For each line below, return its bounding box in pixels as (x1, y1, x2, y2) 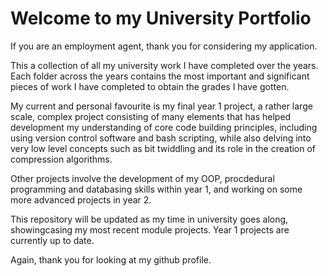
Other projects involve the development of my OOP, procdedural (10, 172, 275, 184)
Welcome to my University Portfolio (10, 7, 312, 30)
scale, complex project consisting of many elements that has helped (10, 110, 292, 122)
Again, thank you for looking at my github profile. (10, 253, 212, 266)
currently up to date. (10, 234, 95, 246)
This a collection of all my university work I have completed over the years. (10, 59, 319, 71)
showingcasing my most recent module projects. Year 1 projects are (10, 223, 290, 236)
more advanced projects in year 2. (10, 193, 152, 206)
